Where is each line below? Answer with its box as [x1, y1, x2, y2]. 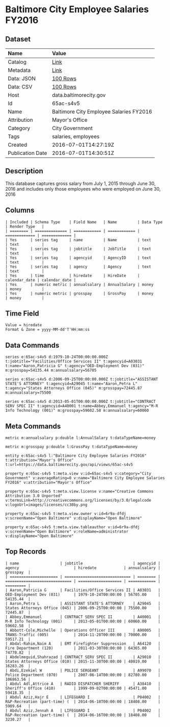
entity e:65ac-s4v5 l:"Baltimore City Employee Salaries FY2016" [5, 453, 147, 458]
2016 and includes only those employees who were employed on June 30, [5, 186, 161, 192]
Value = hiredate [5, 323, 42, 328]
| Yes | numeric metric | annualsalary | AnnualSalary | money [5, 282, 154, 287]
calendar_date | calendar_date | [5, 277, 76, 282]
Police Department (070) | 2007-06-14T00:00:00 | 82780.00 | [5, 672, 160, 678]
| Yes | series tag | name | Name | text [5, 237, 152, 243]
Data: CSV [8, 83, 33, 90]
